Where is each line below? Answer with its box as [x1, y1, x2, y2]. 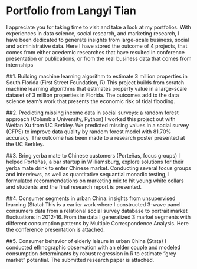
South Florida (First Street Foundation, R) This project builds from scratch [6, 78, 185, 86]
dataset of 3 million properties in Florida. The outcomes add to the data [6, 91, 179, 99]
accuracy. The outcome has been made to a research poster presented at [6, 134, 185, 141]
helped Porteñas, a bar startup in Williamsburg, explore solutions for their [6, 158, 184, 165]
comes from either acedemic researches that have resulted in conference [6, 48, 185, 55]
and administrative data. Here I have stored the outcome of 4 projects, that [6, 42, 188, 50]
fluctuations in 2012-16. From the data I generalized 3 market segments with [6, 214, 191, 221]
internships [6, 61, 34, 68]
